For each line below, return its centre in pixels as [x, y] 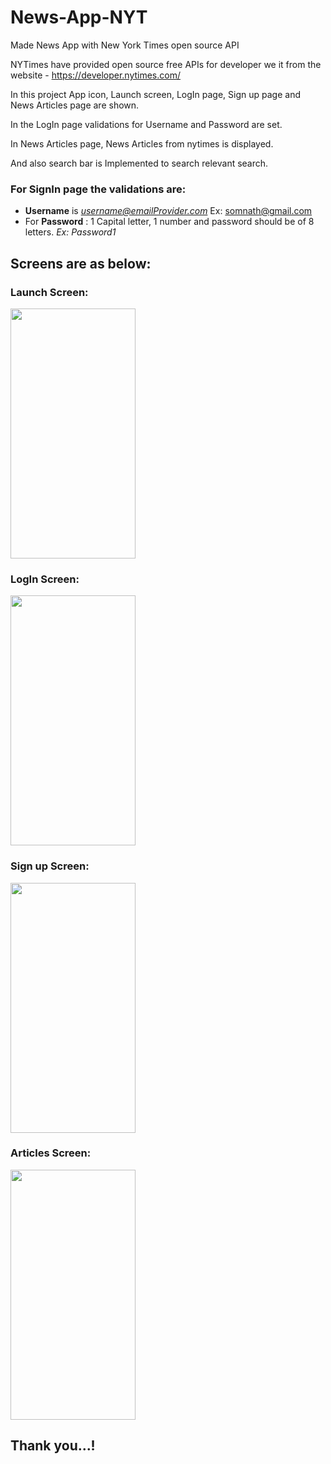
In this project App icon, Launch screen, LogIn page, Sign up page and [155, 94]
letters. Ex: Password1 [70, 232]
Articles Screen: [51, 1153]
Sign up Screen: [50, 866]
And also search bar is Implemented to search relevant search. [139, 163]
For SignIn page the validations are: [98, 189]
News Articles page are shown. [75, 105]
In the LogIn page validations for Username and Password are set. [146, 124]
